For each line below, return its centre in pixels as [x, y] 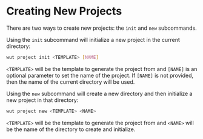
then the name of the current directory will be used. [71, 82]
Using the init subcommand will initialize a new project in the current [93, 39]
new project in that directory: [42, 100]
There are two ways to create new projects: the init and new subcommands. [101, 28]
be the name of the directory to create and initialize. [71, 129]
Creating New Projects [64, 11]
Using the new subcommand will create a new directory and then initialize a [99, 93]
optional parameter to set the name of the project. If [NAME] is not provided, [100, 75]
